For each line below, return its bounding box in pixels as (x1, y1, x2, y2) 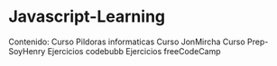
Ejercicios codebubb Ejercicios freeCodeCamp (47, 45, 222, 56)
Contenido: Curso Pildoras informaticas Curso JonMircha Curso (8, 36, 245, 47)
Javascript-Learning (8, 6, 166, 27)
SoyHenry (8, 45, 46, 56)
